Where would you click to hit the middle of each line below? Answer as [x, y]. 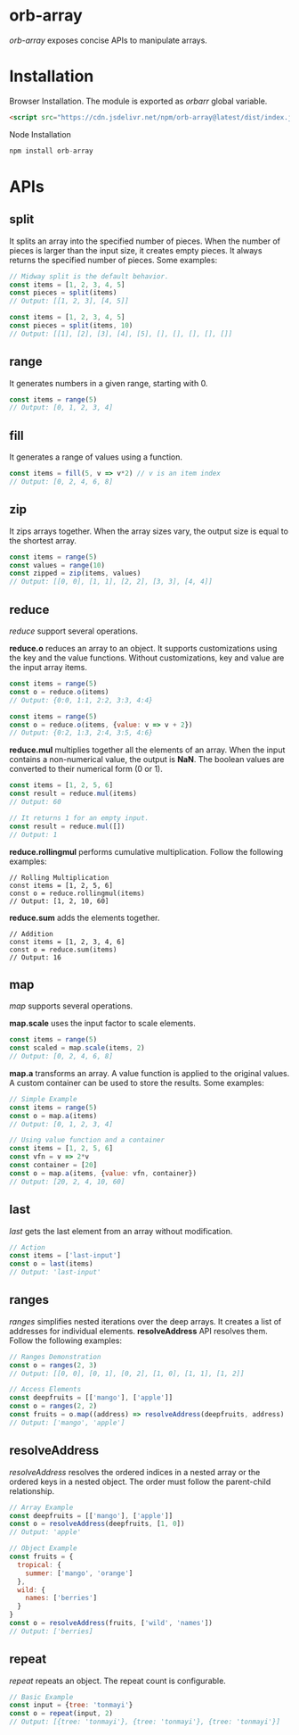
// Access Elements [45, 1390]
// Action [28, 1247]
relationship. [32, 1490]
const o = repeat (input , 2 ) [61, 1714]
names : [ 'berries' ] [61, 1598]
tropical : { [40, 1565]
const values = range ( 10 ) [57, 565]
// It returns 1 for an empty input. [79, 818]
